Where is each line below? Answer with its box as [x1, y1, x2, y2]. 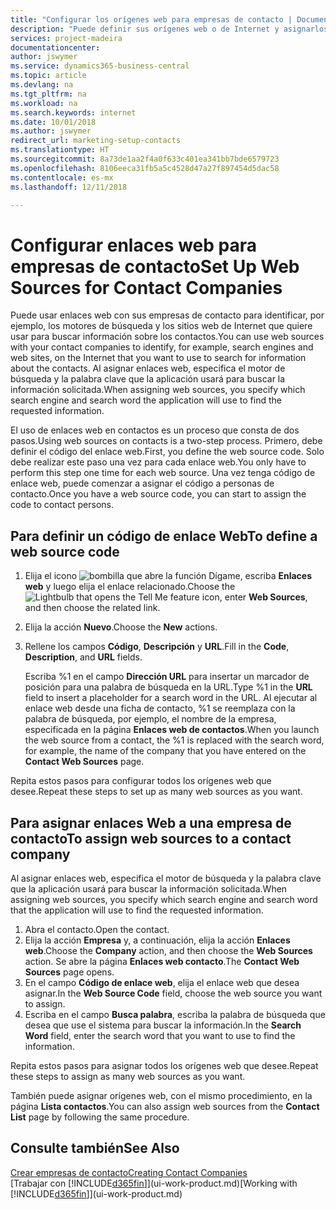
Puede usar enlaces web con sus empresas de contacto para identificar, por [10, 309, 325, 321]
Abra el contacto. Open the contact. [24, 923, 170, 935]
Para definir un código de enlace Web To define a [10, 527, 318, 545]
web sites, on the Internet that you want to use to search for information [10, 352, 307, 364]
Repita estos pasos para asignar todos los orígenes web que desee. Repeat [10, 1059, 319, 1071]
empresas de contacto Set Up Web [10, 255, 300, 278]
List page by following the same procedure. [10, 1111, 190, 1123]
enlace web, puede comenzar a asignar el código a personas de [10, 477, 275, 490]
